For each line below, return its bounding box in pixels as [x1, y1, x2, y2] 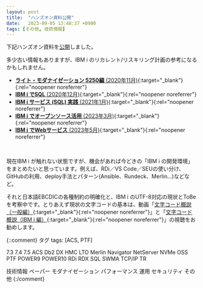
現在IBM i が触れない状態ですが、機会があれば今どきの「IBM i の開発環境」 [6, 157, 193, 165]
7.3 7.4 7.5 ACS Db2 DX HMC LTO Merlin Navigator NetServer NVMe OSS [6, 249, 188, 256]
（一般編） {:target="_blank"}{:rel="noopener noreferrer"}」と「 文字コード [6, 208, 193, 216]
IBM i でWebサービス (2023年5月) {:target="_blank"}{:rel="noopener [15, 126, 186, 134]
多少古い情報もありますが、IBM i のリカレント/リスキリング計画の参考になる [6, 56, 198, 64]
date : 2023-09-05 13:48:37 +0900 [6, 20, 96, 26]
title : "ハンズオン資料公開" [6, 15, 75, 21]
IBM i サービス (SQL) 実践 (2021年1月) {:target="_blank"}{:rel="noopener [15, 98, 194, 106]
